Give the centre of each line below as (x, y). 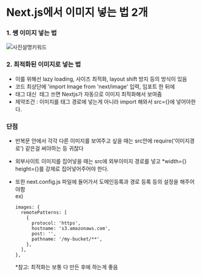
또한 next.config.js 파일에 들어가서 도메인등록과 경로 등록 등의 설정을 (97, 182)
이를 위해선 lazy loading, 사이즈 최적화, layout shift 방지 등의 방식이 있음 (101, 79)
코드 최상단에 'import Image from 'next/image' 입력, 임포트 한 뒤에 (95, 86)
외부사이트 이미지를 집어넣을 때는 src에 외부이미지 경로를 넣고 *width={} (101, 161)
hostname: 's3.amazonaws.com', (71, 229)
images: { (28, 207)
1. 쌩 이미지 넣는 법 (32, 33)
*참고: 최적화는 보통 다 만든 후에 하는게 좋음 (66, 267)
